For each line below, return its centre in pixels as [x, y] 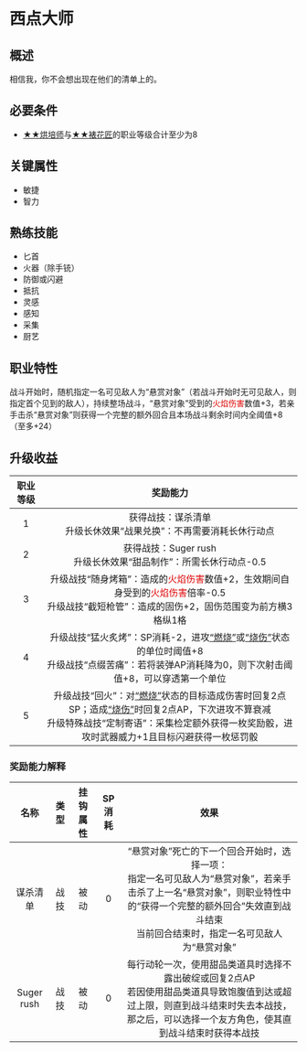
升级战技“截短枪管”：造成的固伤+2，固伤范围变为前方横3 [170, 607]
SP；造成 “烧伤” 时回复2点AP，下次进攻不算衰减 [169, 710]
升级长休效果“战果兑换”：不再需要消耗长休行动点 [170, 531]
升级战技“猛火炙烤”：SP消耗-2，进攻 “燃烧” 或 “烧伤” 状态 [170, 638]
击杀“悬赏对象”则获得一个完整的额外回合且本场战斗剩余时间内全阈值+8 [150, 415]
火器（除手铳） [51, 268]
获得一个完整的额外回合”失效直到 [211, 907]
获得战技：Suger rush [169, 548]
